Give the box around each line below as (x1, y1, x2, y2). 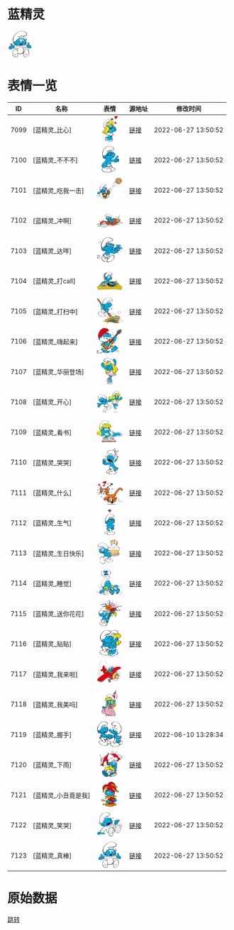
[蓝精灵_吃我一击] (33, 186, 84, 195)
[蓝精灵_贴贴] (33, 639, 72, 649)
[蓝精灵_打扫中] (33, 307, 78, 315)
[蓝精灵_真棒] (33, 851, 72, 860)
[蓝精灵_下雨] (33, 761, 72, 769)
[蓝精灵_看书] (33, 428, 72, 437)
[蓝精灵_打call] (33, 277, 76, 286)
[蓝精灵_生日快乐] (33, 549, 84, 557)
